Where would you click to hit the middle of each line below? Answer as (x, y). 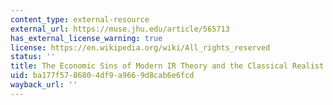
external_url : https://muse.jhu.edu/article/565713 (120, 29)
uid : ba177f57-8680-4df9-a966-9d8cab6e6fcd (102, 76)
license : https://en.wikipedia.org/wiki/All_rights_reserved (140, 47)
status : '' (33, 57)
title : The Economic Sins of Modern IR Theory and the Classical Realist (167, 66)
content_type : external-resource (80, 19)
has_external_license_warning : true (86, 38)
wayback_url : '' (44, 85)
